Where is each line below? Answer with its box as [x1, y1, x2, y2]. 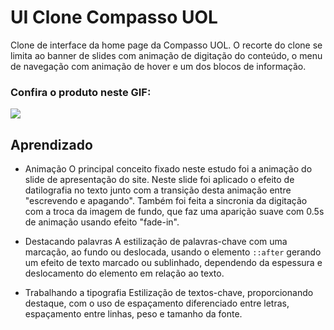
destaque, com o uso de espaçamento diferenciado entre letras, [24, 297, 290, 310]
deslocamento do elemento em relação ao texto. [24, 267, 225, 280]
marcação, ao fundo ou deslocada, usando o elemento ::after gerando [24, 246, 322, 258]
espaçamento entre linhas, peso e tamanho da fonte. [24, 308, 243, 320]
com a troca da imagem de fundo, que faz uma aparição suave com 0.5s [24, 206, 325, 218]
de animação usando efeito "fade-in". [24, 216, 180, 228]
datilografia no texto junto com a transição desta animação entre [24, 184, 292, 196]
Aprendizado [10, 136, 93, 153]
